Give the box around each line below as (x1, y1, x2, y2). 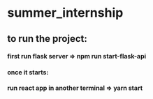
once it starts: (7, 68, 49, 76)
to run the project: (7, 33, 87, 45)
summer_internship (7, 5, 124, 21)
